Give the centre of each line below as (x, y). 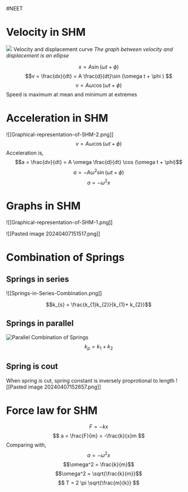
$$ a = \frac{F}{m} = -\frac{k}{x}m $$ (99, 436)
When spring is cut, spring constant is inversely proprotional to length (90, 380)
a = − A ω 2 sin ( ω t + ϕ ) (99, 172)
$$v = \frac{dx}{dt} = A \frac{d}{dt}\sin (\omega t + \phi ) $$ (99, 76)
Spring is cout (32, 367)
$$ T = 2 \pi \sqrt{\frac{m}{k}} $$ (99, 483)
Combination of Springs (66, 257)
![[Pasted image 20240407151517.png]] (53, 234)
